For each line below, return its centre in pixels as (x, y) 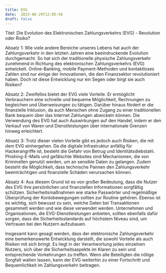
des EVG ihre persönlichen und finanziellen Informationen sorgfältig (74, 187)
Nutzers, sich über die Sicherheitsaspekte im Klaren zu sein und (71, 249)
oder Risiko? (18, 38)
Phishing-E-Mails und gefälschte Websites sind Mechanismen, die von (77, 157)
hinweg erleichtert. (24, 131)
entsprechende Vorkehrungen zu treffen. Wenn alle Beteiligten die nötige (80, 255)
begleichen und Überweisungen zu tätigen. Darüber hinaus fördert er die (79, 105)
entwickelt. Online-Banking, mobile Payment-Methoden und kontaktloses (80, 69)
